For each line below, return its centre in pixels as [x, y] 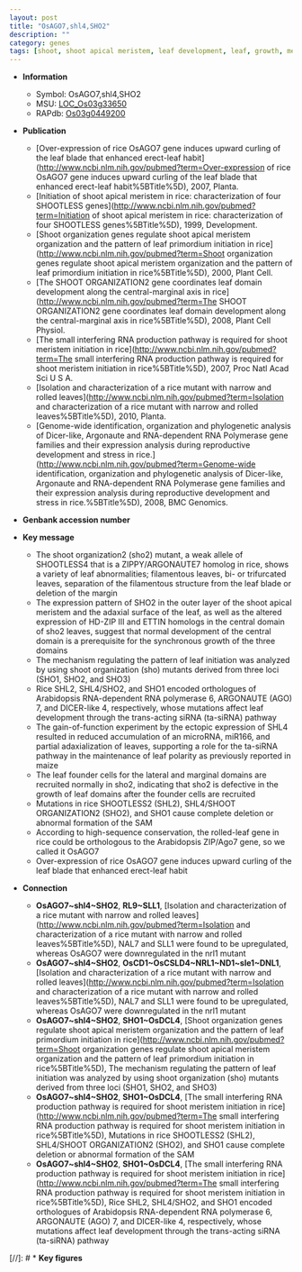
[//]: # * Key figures [46, 1258]
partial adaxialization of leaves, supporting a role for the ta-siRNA [157, 746]
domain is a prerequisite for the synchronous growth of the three [155, 641]
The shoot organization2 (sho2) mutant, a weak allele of [139, 555]
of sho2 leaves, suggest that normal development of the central [153, 631]
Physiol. [50, 331]
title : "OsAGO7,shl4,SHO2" [60, 26]
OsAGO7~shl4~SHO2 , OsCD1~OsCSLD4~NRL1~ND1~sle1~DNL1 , [158, 963]
